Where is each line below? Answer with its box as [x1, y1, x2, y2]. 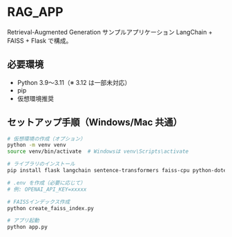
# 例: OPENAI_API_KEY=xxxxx [7, 186, 87, 193]
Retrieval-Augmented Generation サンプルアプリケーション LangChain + [7, 28, 213, 36]
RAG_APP [7, 4, 64, 20]
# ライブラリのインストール [7, 160, 75, 168]
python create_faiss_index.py [7, 205, 95, 211]
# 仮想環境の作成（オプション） [7, 135, 86, 142]
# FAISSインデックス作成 [7, 198, 70, 205]
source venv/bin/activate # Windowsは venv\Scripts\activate [7, 148, 188, 155]
